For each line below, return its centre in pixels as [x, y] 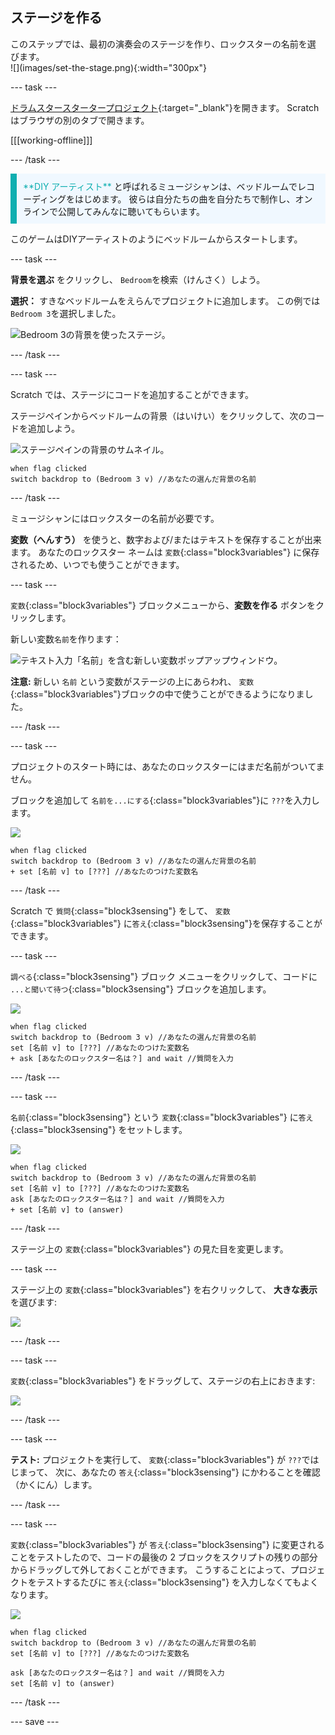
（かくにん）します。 [54, 1484]
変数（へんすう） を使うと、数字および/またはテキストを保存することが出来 [166, 539]
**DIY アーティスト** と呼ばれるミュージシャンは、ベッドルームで [160, 186]
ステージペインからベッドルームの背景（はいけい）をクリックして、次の [159, 415]
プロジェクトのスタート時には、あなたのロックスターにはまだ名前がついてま [167, 766]
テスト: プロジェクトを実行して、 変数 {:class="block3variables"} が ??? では [165, 1459]
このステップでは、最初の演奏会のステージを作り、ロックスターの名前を [159, 44]
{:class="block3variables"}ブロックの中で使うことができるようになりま [157, 694]
